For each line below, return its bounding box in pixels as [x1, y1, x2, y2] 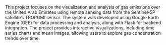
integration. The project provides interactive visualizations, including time [5, 25, 155, 31]
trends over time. [5, 35, 40, 41]
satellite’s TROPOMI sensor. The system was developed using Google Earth [5, 15, 159, 20]
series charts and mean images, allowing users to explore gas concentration [5, 30, 161, 36]
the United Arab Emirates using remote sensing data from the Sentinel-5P [5, 9, 155, 15]
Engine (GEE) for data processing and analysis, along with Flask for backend [5, 20, 161, 25]
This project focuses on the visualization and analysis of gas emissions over [5, 4, 161, 10]
